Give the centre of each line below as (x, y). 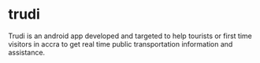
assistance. (27, 52)
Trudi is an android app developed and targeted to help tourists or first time (130, 36)
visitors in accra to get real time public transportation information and (121, 44)
